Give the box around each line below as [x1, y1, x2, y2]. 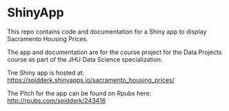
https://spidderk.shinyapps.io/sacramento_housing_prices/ [7, 75, 175, 84]
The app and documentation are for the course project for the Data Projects [7, 48, 222, 56]
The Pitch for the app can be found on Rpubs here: [7, 89, 152, 97]
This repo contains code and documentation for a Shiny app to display [7, 27, 207, 36]
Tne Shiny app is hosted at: [7, 69, 85, 77]
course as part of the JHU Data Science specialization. [7, 55, 163, 63]
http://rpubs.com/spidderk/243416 [7, 96, 106, 104]
